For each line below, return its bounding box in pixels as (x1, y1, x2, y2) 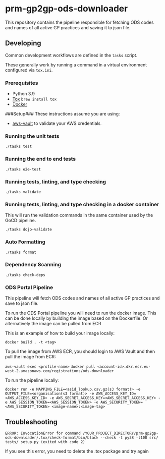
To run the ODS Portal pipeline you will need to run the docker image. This (5, 310, 157, 316)
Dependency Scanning (5, 261, 61, 268)
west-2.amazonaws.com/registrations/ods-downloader (5, 369, 114, 374)
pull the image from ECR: (5, 354, 56, 360)
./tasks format (5, 250, 37, 255)
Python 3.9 (12, 91, 35, 97)
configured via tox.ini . (5, 67, 53, 73)
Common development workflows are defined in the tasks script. (5, 52, 138, 58)
